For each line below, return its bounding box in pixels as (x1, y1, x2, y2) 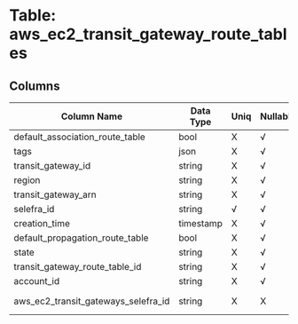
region (13, 174, 41, 186)
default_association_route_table (13, 130, 146, 143)
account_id (13, 275, 60, 287)
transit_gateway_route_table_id (13, 261, 142, 273)
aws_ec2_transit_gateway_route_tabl (9, 24, 287, 44)
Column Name (60, 110, 122, 122)
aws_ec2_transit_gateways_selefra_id (13, 295, 170, 307)
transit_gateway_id (13, 160, 91, 171)
